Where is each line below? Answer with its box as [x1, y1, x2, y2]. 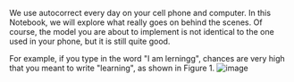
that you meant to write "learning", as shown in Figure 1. [9, 62, 215, 73]
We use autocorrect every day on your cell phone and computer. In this [9, 8, 271, 18]
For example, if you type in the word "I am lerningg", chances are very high [9, 53, 286, 63]
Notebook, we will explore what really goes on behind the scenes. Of [9, 17, 263, 28]
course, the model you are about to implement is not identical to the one [9, 27, 274, 37]
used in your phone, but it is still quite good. [9, 36, 171, 46]
